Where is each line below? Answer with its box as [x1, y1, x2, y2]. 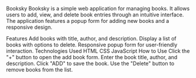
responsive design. [6, 23, 53, 30]
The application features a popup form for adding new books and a [6, 18, 169, 24]
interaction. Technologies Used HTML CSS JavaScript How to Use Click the [6, 48, 190, 55]
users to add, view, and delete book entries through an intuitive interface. [6, 11, 184, 18]
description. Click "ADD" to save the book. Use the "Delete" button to [6, 60, 175, 67]
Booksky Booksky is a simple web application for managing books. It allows [6, 5, 190, 12]
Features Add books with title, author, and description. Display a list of [6, 35, 177, 42]
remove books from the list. [6, 66, 73, 73]
